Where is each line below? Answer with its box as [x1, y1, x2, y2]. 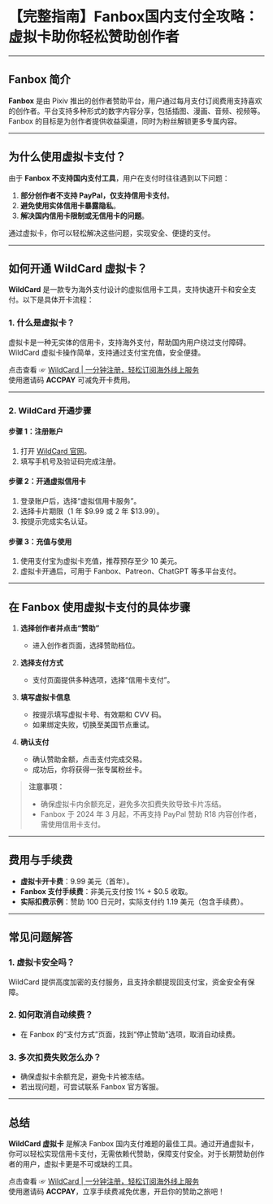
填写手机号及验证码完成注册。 [19, 456, 120, 466]
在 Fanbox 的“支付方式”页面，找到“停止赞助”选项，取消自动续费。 [19, 1029, 240, 1039]
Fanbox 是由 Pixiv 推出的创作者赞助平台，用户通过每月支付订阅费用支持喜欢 [8, 95, 262, 106]
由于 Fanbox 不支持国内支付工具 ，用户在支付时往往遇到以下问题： [8, 172, 230, 183]
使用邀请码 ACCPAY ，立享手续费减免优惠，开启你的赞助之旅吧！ [8, 1186, 226, 1196]
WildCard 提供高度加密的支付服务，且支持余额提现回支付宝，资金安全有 [8, 977, 248, 987]
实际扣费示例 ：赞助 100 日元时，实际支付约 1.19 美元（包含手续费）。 [19, 896, 248, 906]
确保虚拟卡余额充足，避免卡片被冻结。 [19, 1071, 149, 1082]
